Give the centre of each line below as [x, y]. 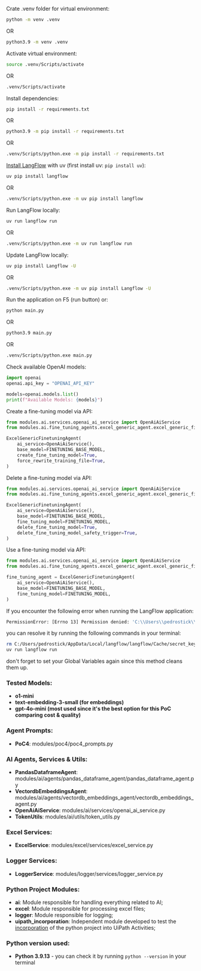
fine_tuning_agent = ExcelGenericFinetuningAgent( [71, 577]
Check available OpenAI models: [46, 367]
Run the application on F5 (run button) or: [57, 300]
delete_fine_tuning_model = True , [57, 527]
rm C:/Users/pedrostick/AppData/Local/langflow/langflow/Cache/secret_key [101, 644]
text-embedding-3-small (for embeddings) [69, 702]
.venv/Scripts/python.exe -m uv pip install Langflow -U [79, 288]
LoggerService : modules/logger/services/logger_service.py [89, 873]
